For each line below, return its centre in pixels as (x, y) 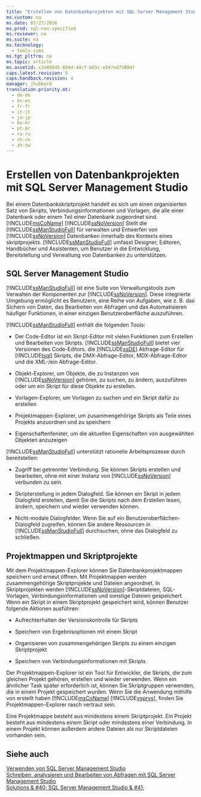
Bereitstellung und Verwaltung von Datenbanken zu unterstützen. (87, 255)
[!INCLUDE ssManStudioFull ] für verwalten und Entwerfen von (82, 229)
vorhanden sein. (26, 735)
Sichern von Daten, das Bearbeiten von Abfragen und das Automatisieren (97, 307)
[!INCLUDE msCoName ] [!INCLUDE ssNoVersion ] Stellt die (77, 223)
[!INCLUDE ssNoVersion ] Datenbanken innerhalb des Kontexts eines (89, 236)
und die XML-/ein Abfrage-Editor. (56, 362)
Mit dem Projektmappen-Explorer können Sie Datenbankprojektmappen (94, 570)
